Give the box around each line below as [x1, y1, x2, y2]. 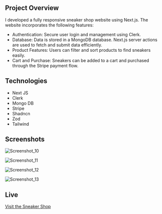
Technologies [5, 77, 48, 85]
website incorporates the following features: [5, 22, 94, 28]
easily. [12, 52, 25, 58]
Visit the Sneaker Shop [5, 204, 51, 210]
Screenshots [5, 135, 45, 144]
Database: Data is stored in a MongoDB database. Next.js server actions [12, 37, 158, 43]
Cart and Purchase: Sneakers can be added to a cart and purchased [12, 57, 149, 63]
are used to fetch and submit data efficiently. [12, 42, 102, 48]
